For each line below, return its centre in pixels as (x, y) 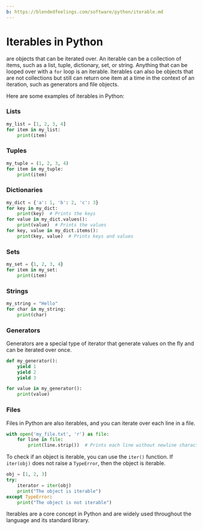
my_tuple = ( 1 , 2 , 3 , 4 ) (37, 163)
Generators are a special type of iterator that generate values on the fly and (100, 343)
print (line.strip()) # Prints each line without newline (102, 445)
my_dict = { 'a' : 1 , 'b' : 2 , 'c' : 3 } (52, 202)
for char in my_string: (36, 309)
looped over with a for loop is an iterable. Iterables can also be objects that (100, 71)
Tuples (17, 150)
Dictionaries (25, 190)
